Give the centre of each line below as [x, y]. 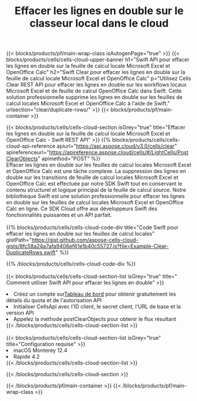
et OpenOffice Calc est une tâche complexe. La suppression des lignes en [96, 171]
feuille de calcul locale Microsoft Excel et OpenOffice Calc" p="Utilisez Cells [99, 78]
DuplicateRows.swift [31, 253]
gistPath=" [19, 240]
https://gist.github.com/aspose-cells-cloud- [85, 240]
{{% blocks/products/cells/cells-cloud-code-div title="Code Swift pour [92, 227]
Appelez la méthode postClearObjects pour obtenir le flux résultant [95, 319]
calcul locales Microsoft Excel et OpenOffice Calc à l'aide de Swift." [88, 104]
